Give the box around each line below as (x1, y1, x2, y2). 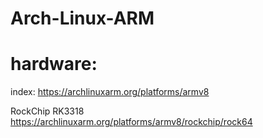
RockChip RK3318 (10, 105, 85, 117)
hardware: (10, 53, 98, 76)
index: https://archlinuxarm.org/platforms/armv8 (10, 86, 210, 98)
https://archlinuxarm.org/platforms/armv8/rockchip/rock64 (10, 116, 253, 128)
